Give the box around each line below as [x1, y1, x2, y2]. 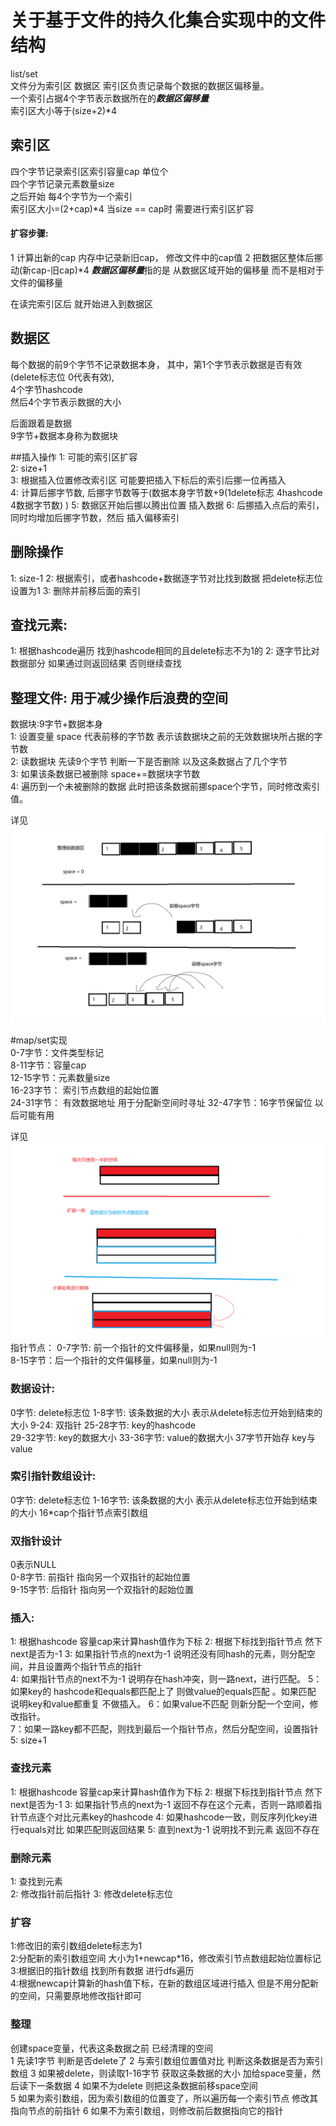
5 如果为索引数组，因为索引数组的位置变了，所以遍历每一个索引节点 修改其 [10, 2092, 319, 2104]
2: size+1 [10, 462, 47, 474]
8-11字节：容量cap [10, 1059, 87, 1071]
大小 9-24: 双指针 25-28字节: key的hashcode [10, 1419, 196, 1431]
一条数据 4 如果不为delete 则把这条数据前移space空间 [36, 2079, 258, 2091]
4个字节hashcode [10, 383, 83, 395]
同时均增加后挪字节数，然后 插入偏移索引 [10, 511, 180, 523]
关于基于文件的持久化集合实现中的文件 [10, 9, 327, 32]
